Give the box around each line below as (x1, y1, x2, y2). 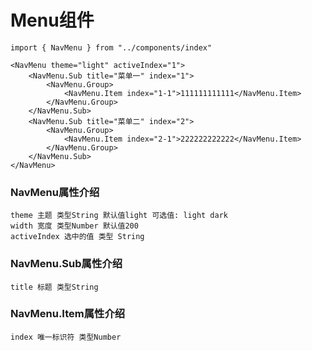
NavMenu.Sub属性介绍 (10, 257, 123, 271)
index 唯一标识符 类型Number (10, 332, 122, 342)
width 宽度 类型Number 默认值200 (10, 221, 139, 231)
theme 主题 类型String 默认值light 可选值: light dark (10, 211, 228, 221)
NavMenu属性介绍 (10, 185, 100, 199)
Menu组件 (10, 9, 95, 32)
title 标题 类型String (10, 282, 99, 292)
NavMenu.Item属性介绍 (10, 307, 126, 321)
